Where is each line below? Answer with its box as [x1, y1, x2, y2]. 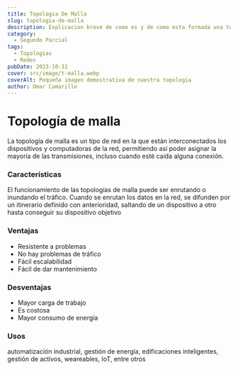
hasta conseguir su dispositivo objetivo [7, 208, 122, 217]
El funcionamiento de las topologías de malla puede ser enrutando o [7, 186, 207, 194]
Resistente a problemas [17, 242, 86, 250]
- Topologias [13, 50, 52, 57]
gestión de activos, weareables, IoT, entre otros [7, 355, 147, 364]
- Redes [13, 57, 37, 64]
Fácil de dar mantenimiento [17, 264, 98, 273]
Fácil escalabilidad [17, 257, 72, 266]
